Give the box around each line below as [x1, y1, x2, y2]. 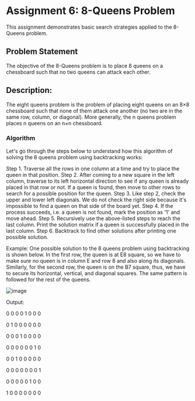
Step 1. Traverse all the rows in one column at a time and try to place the [6, 165, 180, 172]
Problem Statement [6, 47, 78, 57]
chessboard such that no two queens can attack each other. [6, 68, 151, 76]
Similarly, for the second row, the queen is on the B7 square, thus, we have [6, 263, 186, 270]
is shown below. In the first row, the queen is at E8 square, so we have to [6, 251, 181, 258]
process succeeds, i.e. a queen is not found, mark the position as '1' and [6, 208, 180, 215]
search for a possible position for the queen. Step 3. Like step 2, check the [6, 190, 186, 197]
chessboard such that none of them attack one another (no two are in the [6, 107, 183, 114]
